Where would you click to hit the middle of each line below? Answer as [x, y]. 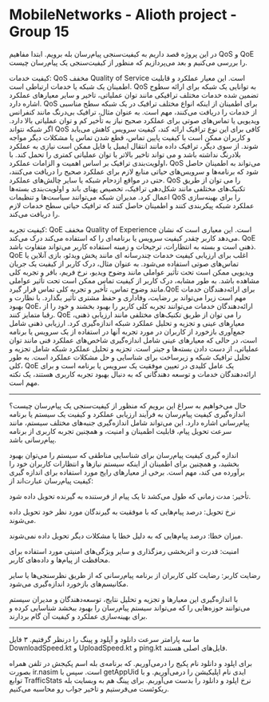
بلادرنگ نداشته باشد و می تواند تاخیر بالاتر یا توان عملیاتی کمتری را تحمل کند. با [125, 154]
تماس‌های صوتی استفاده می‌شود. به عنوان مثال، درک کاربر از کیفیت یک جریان [124, 263]
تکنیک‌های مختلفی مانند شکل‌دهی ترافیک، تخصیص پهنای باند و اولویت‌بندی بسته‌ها [127, 188]
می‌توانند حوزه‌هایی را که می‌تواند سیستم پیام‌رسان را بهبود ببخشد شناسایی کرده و [130, 608]
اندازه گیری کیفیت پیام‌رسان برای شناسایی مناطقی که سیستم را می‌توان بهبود [124, 455]
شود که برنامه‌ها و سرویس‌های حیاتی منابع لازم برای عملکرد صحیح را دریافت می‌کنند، [134, 171]
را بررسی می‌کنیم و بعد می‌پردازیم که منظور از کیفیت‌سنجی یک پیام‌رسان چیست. [129, 62]
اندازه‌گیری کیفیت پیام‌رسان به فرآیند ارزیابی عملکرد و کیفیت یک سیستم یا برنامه [127, 414]
